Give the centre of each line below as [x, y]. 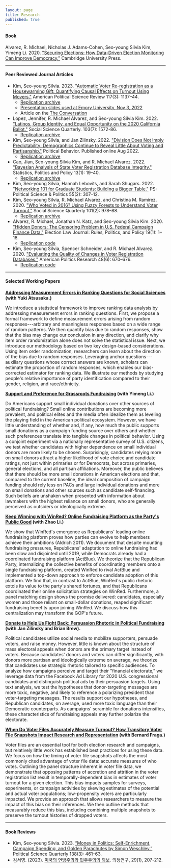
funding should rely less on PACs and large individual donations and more [82, 485]
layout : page [19, 10]
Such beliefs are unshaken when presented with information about [75, 495]
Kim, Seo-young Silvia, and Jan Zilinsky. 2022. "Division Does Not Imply [88, 140]
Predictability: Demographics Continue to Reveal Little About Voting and [88, 145]
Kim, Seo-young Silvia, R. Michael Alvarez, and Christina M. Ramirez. [85, 200]
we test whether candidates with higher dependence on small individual [81, 447]
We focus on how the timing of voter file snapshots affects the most [76, 755]
